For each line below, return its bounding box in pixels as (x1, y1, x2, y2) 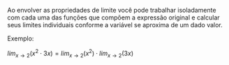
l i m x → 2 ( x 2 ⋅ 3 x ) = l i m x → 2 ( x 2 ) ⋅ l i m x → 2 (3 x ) (7, 48, 134, 59)
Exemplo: (7, 34, 34, 43)
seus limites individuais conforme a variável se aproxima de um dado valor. (7, 21, 223, 29)
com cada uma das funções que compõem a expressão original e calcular (7, 13, 220, 22)
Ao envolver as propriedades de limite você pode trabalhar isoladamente (7, 6, 216, 14)
